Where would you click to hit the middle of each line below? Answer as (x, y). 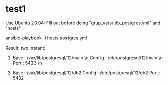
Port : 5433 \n (27, 63)
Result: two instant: (25, 48)
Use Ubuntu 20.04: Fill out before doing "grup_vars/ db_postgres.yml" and (83, 23)
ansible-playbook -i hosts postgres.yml (46, 38)
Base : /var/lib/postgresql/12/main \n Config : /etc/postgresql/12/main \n (88, 57)
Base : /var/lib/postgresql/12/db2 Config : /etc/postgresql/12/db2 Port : (87, 73)
